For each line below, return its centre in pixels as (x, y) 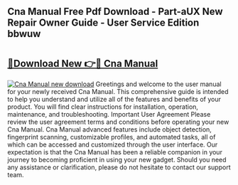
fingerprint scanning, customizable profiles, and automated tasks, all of (112, 137)
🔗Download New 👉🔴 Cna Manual (83, 63)
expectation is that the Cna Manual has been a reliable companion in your (115, 152)
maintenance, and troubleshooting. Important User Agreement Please (109, 114)
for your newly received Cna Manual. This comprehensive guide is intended (118, 91)
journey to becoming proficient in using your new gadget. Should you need (117, 160)
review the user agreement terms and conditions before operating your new (118, 122)
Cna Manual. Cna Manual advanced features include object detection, (109, 129)
